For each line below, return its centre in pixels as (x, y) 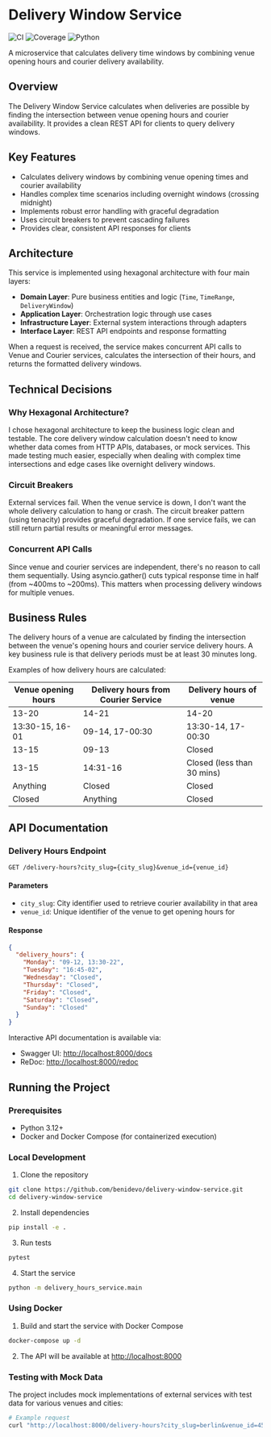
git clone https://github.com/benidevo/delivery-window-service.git (126, 1190)
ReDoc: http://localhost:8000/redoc (79, 1062)
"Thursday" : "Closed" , (61, 985)
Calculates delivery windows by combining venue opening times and (134, 177)
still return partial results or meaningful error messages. (101, 528)
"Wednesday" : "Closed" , (63, 977)
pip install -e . (38, 1227)
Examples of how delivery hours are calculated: (88, 670)
